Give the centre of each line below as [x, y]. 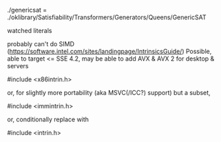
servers [18, 66]
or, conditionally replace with [48, 119]
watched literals [30, 31]
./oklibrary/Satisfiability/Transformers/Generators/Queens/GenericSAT [107, 17]
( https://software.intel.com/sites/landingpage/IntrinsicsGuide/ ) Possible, [109, 51]
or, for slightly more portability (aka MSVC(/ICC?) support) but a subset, [109, 93]
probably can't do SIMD [41, 44]
